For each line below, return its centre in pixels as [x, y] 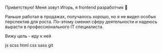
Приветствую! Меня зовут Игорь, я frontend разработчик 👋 [66, 7]
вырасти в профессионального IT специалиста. [54, 27]
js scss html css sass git [29, 45]
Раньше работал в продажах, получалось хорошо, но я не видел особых [81, 16]
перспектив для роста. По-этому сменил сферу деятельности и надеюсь [81, 22]
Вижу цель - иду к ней [28, 36]
